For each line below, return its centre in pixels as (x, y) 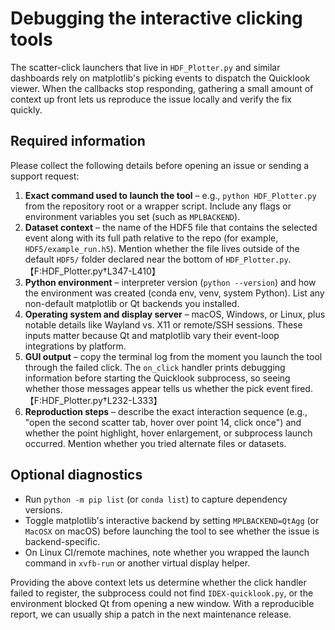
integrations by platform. (75, 346)
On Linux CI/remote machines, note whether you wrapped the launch (167, 552)
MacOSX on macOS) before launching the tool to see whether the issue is (172, 531)
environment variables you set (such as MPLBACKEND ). (132, 216)
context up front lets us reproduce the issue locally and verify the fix (151, 99)
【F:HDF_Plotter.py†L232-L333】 (93, 400)
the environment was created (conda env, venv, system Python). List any (174, 293)
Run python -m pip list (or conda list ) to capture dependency (156, 499)
